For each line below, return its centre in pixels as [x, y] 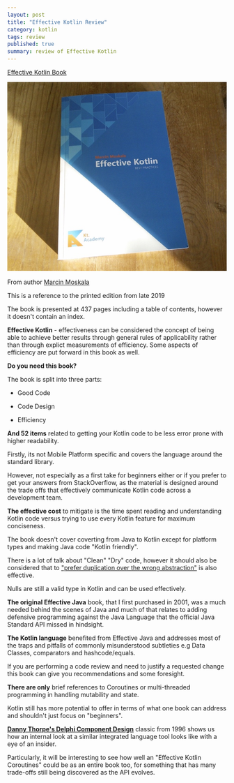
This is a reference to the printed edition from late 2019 [86, 296]
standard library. [31, 462]
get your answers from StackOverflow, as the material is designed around [113, 483]
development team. [35, 498]
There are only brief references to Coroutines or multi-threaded [99, 687]
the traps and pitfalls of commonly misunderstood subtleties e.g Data [106, 646]
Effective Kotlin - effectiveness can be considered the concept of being [111, 330]
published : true [31, 44]
